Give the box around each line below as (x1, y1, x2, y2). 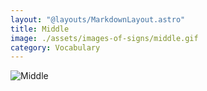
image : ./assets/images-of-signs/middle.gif (10, 33, 199, 43)
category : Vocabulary (10, 42, 101, 53)
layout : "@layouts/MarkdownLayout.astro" (10, 14, 186, 25)
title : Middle (10, 24, 70, 34)
